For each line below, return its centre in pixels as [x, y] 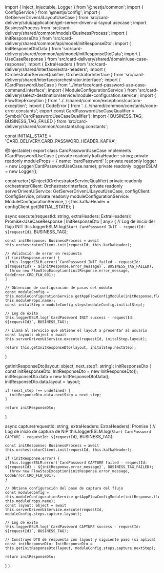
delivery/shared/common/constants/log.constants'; [57, 126]
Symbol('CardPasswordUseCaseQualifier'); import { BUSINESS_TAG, [74, 116]
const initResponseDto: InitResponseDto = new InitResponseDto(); [72, 371]
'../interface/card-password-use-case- [108, 85]
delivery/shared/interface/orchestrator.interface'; [54, 80]
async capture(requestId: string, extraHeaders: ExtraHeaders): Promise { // [81, 426]
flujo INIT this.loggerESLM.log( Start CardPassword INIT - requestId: [75, 226]
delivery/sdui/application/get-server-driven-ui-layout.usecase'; [69, 22]
